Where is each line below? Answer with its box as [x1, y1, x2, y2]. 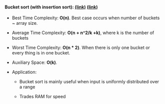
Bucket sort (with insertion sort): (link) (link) [4, 4, 98, 10]
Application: [11, 69, 37, 75]
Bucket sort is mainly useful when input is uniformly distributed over [19, 79, 160, 85]
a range [19, 84, 35, 90]
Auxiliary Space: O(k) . [11, 59, 58, 65]
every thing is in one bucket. [11, 50, 70, 56]
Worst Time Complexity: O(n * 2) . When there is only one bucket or [11, 45, 150, 51]
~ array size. [11, 20, 38, 26]
